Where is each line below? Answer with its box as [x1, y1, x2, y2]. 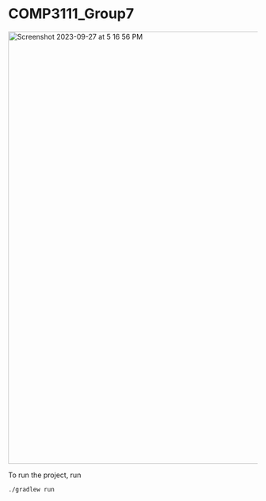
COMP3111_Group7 [8, 5, 135, 23]
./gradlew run [8, 485, 55, 493]
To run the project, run [8, 470, 82, 480]
